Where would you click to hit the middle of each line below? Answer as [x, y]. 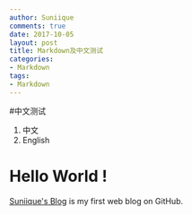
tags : [19, 76]
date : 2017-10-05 [42, 34]
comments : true [38, 26]
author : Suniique [42, 17]
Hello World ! [58, 176]
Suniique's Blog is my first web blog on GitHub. [96, 201]
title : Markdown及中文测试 [56, 51]
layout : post [34, 43]
